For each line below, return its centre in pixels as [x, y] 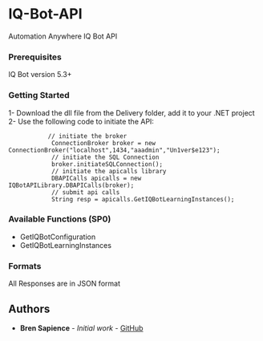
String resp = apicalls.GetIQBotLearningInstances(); [143, 199]
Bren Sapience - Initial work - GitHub [81, 328]
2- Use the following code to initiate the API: [81, 121]
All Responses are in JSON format [64, 284]
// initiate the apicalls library [109, 171]
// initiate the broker [87, 136]
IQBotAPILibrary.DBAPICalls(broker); [71, 185]
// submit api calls [85, 192]
